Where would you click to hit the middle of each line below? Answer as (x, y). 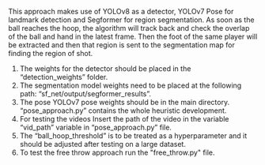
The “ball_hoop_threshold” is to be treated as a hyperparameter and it (133, 136)
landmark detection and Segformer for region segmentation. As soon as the (131, 20)
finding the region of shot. (51, 53)
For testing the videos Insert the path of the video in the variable (124, 119)
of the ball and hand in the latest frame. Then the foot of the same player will (133, 36)
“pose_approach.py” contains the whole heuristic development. (123, 111)
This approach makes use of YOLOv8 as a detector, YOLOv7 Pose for (121, 11)
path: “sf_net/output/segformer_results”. (85, 94)
